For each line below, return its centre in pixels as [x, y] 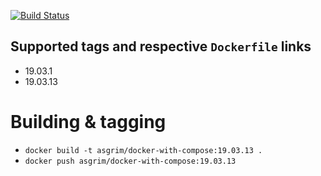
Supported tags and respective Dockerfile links [161, 46]
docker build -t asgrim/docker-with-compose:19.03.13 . [143, 150]
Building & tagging [88, 122]
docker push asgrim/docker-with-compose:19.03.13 [130, 161]
